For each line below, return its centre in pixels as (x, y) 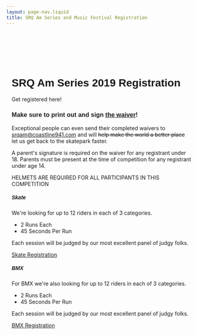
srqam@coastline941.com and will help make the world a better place (98, 134)
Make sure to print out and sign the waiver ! (75, 115)
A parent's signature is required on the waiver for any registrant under (99, 153)
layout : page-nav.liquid (38, 12)
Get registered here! (37, 99)
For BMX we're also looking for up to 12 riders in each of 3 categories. (99, 283)
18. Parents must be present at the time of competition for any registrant (102, 159)
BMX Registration (33, 325)
